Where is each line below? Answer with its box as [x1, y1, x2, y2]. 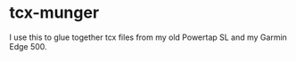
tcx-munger [9, 3, 100, 23]
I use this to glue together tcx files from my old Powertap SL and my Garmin [9, 32, 288, 42]
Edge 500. [9, 41, 47, 51]
